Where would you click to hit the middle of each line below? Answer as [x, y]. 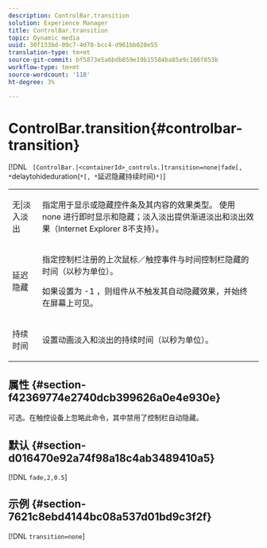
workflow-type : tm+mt [44, 68]
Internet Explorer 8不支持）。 [111, 229]
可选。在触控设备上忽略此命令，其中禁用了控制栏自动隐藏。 [106, 418]
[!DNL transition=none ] [47, 536]
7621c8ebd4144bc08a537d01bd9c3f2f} [110, 517]
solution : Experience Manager [58, 23]
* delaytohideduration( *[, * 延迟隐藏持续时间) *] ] [87, 176]
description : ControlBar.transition [69, 15]
